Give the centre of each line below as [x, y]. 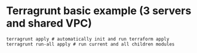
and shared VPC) [49, 23]
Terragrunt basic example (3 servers [99, 11]
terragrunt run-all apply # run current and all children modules [90, 44]
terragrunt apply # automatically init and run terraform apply [88, 39]
